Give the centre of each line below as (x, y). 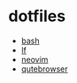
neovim (35, 59)
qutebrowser (44, 69)
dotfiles (37, 16)
